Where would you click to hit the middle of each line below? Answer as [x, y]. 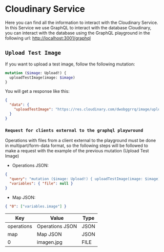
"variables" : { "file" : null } [41, 183]
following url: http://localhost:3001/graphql [48, 38]
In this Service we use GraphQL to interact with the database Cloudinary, [78, 27]
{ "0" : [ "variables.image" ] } [36, 206]
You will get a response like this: [37, 91]
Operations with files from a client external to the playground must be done [81, 141]
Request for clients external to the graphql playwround [74, 130]
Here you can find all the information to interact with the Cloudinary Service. [82, 22]
